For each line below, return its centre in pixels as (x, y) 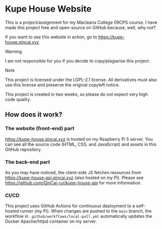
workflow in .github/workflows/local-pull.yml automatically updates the (79, 216)
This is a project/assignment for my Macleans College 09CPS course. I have (81, 22)
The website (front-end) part (40, 129)
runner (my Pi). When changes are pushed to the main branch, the (86, 211)
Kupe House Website (48, 9)
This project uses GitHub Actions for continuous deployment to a (70, 206)
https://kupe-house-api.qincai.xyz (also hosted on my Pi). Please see (74, 178)
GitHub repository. (24, 149)
